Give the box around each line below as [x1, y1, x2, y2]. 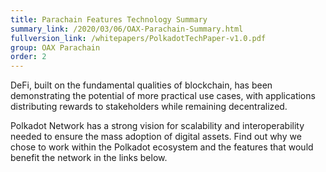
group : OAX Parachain [10, 42, 101, 53]
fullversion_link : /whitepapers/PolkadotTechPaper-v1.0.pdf [10, 33, 267, 43]
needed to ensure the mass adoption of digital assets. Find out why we [10, 131, 302, 143]
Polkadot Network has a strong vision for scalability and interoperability [10, 120, 305, 132]
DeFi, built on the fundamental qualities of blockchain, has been [10, 79, 273, 91]
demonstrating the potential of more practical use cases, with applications [10, 90, 316, 102]
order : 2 [10, 52, 47, 62]
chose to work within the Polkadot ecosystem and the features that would [10, 141, 314, 153]
